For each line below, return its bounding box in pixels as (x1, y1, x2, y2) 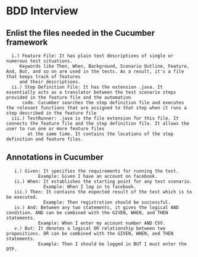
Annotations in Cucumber (6, 152, 104, 162)
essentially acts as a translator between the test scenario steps (6, 89, 177, 95)
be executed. (6, 194, 39, 200)
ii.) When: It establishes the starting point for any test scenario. (14, 178, 193, 184)
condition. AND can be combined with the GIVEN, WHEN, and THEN (6, 209, 168, 215)
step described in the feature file (6, 110, 97, 116)
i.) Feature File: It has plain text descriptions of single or (11, 53, 174, 59)
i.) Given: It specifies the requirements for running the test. (14, 168, 179, 174)
